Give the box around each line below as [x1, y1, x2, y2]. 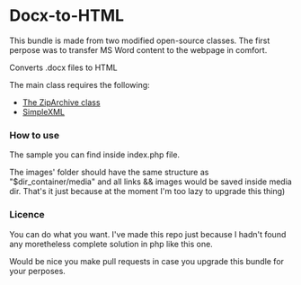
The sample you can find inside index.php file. [9, 149, 181, 160]
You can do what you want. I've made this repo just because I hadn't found [9, 228, 287, 239]
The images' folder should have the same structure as [9, 167, 209, 178]
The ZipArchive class [22, 96, 101, 108]
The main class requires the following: [9, 79, 150, 90]
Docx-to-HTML [9, 5, 124, 26]
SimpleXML [22, 106, 66, 117]
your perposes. [9, 265, 66, 276]
